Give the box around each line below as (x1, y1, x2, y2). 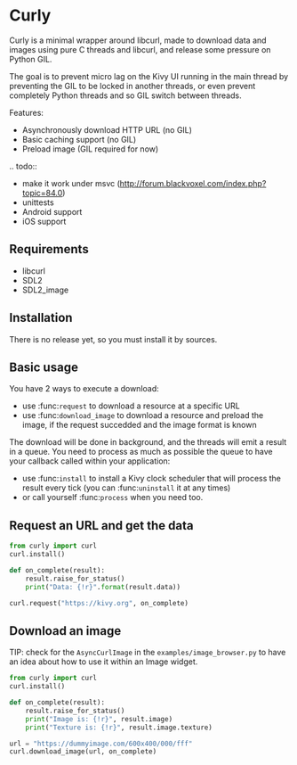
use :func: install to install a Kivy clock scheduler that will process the (21, 473, 282, 484)
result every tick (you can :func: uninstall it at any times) (21, 482, 231, 493)
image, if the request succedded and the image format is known (21, 420, 257, 431)
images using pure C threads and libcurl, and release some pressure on (9, 44, 271, 54)
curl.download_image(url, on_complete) (9, 747, 157, 756)
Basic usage (9, 359, 78, 374)
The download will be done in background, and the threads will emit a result (9, 437, 287, 448)
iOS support (21, 216, 67, 226)
